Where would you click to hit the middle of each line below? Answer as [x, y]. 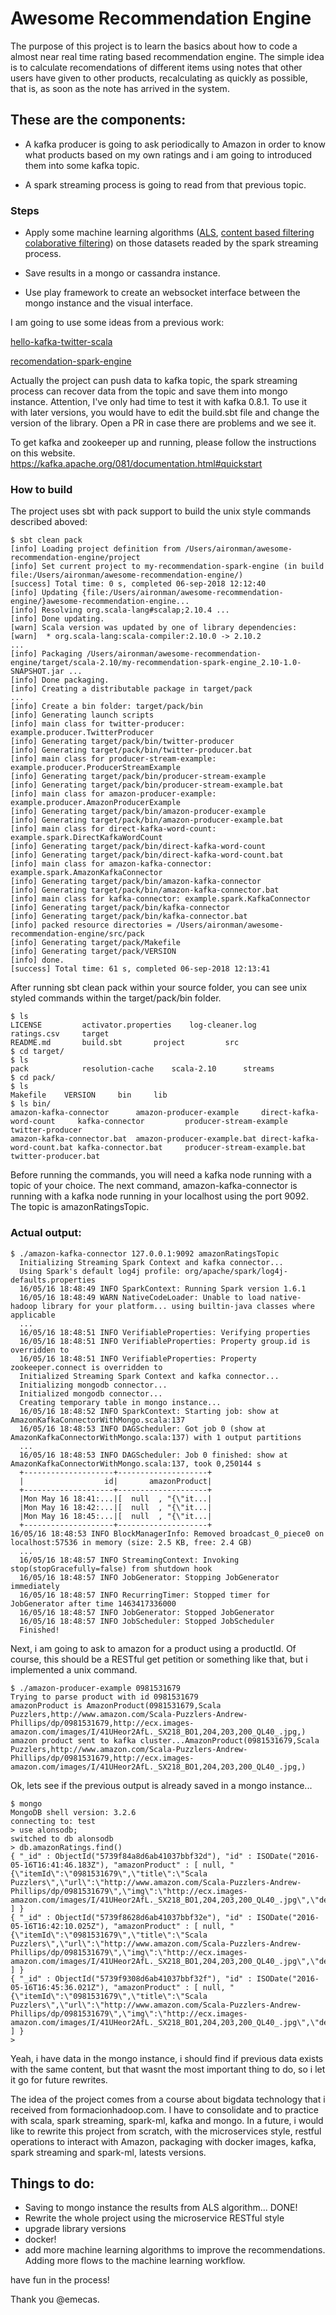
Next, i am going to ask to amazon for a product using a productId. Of [153, 1648]
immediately [35, 1586]
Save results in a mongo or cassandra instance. [122, 273]
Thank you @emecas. [55, 2299]
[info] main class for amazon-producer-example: [113, 794]
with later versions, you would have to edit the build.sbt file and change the [165, 413]
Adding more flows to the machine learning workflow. [135, 2261]
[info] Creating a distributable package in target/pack [131, 689]
